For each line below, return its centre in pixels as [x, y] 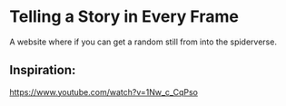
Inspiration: [43, 70]
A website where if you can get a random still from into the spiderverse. [143, 42]
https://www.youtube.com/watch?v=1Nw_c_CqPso [104, 92]
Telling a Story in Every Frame [124, 17]
